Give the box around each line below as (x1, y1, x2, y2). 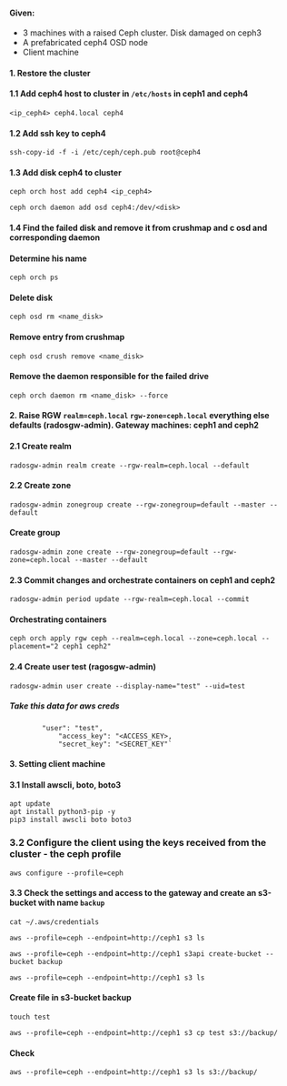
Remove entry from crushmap (9, 332, 125, 342)
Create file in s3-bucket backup (9, 992, 132, 1003)
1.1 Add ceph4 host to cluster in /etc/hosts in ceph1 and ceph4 (9, 88, 249, 99)
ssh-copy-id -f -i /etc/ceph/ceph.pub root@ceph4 (9, 148, 202, 157)
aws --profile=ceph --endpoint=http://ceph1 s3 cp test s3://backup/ (9, 1029, 279, 1038)
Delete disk (9, 292, 53, 303)
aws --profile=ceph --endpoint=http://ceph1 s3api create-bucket (9, 949, 262, 959)
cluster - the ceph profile (9, 848, 122, 860)
